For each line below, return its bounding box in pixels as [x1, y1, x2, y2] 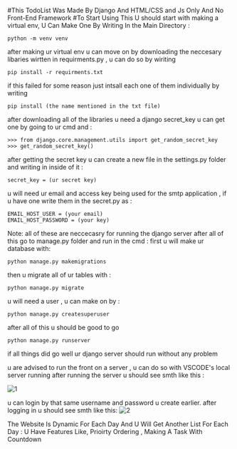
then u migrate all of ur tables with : [7, 271, 112, 279]
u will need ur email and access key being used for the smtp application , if [7, 189, 227, 197]
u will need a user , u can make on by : [7, 297, 120, 305]
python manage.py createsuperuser [7, 311, 110, 318]
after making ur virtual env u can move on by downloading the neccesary [7, 48, 222, 56]
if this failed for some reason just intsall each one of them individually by [7, 81, 220, 90]
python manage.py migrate [7, 284, 84, 291]
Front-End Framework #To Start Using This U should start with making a [7, 14, 219, 22]
